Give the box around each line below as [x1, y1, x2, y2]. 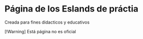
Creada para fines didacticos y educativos [4, 19, 90, 25]
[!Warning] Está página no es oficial [4, 28, 76, 34]
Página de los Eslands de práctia [4, 3, 139, 14]
